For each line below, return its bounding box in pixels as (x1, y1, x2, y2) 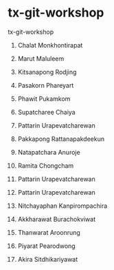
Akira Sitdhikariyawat (17, 255, 78, 263)
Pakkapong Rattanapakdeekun (17, 135, 105, 143)
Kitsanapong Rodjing (17, 68, 77, 76)
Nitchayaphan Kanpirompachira (17, 202, 108, 210)
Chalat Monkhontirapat (17, 41, 83, 49)
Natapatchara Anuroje (17, 148, 81, 156)
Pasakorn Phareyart (17, 81, 74, 89)
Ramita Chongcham (17, 161, 74, 170)
